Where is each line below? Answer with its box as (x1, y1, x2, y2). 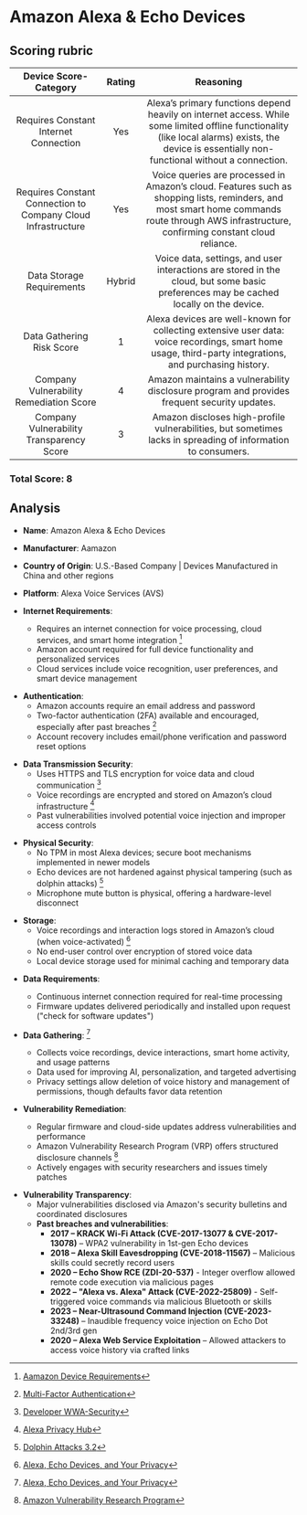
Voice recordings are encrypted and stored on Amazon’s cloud (36, 789, 272, 800)
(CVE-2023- (223, 1305, 272, 1317)
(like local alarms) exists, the (157, 131, 281, 143)
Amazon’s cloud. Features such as (145, 180, 292, 193)
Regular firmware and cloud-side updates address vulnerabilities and (36, 1121, 297, 1132)
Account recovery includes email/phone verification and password (36, 731, 288, 742)
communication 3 (36, 779, 102, 790)
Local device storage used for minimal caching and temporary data (36, 955, 290, 966)
